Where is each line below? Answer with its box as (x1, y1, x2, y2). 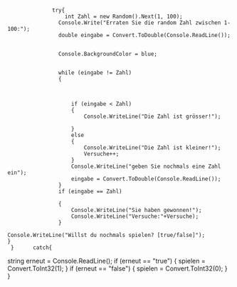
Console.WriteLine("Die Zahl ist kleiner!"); (83, 144, 221, 151)
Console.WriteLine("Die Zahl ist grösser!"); (83, 113, 221, 120)
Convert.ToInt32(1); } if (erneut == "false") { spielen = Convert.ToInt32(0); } (7, 264, 228, 273)
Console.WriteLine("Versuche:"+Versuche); (70, 213, 199, 220)
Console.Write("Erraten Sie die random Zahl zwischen (58, 19, 221, 26)
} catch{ (10, 244, 53, 251)
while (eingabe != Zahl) (58, 69, 132, 76)
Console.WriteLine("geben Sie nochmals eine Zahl (70, 163, 221, 170)
